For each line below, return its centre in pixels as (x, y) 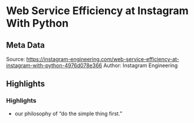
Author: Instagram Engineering (140, 65)
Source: (16, 59)
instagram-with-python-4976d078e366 (54, 65)
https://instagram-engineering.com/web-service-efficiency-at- (103, 59)
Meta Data (26, 45)
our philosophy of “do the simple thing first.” (68, 114)
